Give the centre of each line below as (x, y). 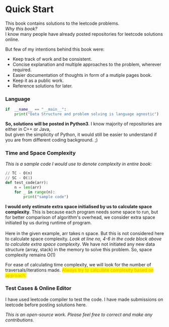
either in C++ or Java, (28, 129)
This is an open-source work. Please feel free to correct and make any (79, 314)
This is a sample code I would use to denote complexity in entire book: (79, 164)
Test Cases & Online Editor (38, 288)
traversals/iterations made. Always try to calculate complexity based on (79, 270)
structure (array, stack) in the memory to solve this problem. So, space (79, 249)
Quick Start (30, 9)
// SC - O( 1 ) (19, 178)
